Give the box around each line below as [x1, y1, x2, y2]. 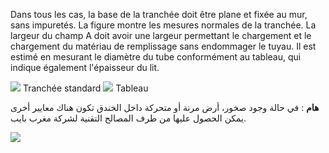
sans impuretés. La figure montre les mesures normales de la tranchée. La [10, 19, 317, 31]
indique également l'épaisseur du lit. [10, 62, 160, 73]
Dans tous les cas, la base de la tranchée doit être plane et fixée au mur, [10, 9, 308, 20]
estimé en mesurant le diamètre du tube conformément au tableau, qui [10, 51, 302, 63]
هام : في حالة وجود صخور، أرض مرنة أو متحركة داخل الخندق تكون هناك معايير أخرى [10, 102, 320, 113]
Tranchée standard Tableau [22, 82, 149, 94]
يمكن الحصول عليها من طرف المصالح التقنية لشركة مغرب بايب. [10, 112, 247, 124]
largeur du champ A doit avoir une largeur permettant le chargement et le [10, 30, 312, 41]
